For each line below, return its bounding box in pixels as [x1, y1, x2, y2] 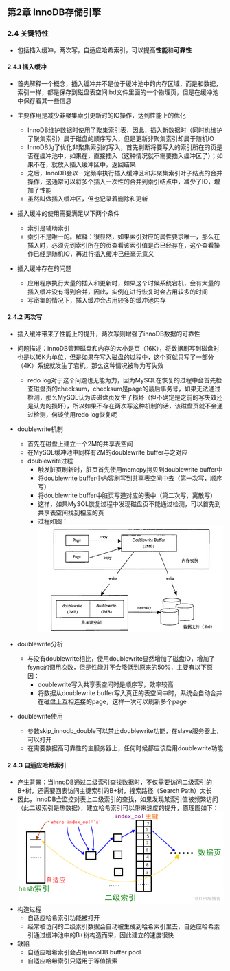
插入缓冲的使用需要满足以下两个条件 [16, 209, 120, 217]
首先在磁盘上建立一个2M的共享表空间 [27, 439, 133, 448]
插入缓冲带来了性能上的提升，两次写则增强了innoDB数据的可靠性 [16, 329, 200, 338]
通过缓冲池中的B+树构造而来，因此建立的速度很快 [33, 931, 174, 939]
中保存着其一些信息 [16, 96, 72, 105]
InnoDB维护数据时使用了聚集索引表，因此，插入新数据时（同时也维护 [27, 126, 223, 134]
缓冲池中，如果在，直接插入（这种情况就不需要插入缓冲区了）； [39, 151, 218, 160]
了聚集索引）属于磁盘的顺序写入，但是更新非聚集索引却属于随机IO [27, 134, 215, 142]
